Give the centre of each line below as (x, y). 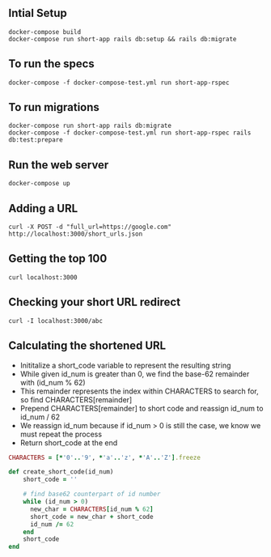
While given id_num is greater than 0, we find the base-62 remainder (135, 374)
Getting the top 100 (58, 259)
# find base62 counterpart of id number (92, 494)
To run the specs (51, 64)
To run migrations (54, 107)
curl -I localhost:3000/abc (56, 321)
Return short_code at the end (69, 442)
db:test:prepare (36, 140)
